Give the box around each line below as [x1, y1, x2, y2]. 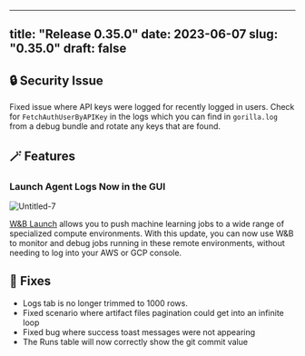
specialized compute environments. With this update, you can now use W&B [9, 228, 294, 239]
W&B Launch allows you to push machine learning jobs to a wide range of [9, 218, 284, 229]
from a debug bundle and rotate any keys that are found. [9, 121, 221, 132]
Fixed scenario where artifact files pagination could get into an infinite [22, 307, 284, 318]
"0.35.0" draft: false [9, 41, 127, 56]
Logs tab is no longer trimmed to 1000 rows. [22, 297, 188, 309]
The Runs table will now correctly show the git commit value [22, 336, 248, 347]
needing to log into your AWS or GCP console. [9, 247, 182, 258]
